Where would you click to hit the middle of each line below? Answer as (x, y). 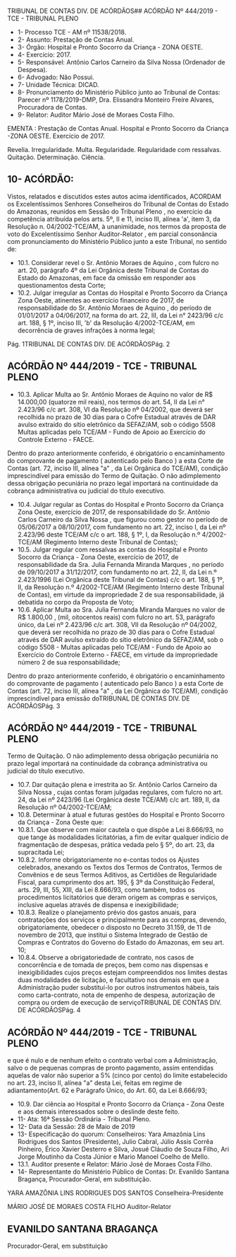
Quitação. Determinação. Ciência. (56, 157)
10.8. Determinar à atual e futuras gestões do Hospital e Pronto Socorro (121, 815)
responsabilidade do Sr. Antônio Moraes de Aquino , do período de (114, 308)
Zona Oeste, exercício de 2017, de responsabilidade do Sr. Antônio (113, 512)
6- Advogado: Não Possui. (56, 77)
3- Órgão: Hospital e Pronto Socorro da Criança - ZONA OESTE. (110, 47)
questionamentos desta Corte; (62, 285)
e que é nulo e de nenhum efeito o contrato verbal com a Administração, (113, 1060)
